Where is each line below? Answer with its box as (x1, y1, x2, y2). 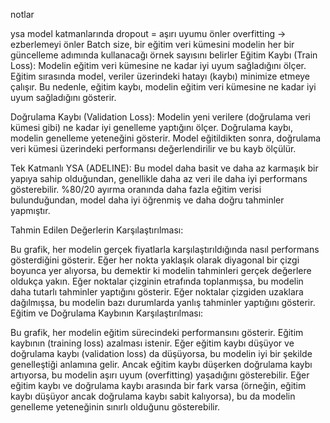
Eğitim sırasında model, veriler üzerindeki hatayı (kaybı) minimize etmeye (10, 70, 311, 82)
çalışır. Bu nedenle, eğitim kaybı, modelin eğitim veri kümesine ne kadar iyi (10, 81, 317, 93)
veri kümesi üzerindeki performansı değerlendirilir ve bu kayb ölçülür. (10, 143, 297, 154)
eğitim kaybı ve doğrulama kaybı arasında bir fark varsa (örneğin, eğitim (10, 380, 307, 391)
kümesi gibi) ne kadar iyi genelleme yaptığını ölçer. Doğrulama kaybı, (10, 122, 294, 133)
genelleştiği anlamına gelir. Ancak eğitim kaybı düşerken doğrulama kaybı (10, 359, 313, 370)
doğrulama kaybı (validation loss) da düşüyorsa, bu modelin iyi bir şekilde (10, 348, 313, 359)
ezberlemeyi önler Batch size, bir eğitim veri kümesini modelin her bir (10, 39, 295, 50)
